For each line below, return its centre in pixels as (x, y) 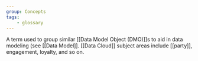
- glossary (30, 23)
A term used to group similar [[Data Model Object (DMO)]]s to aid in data (95, 40)
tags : (13, 17)
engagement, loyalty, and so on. (45, 52)
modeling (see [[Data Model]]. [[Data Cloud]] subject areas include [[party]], (99, 46)
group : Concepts (26, 12)
